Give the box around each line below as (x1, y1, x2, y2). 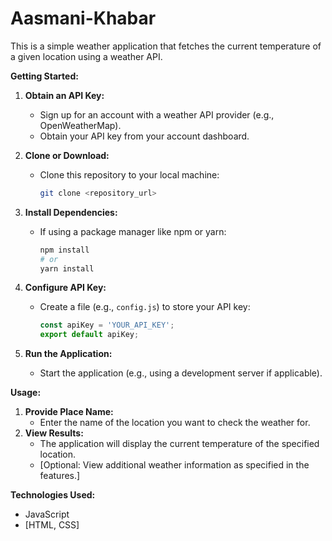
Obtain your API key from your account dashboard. (39, 130, 250, 142)
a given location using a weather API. (10, 50, 163, 62)
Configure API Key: (24, 282, 107, 294)
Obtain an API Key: (24, 89, 105, 101)
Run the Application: (24, 348, 113, 360)
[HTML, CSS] (24, 519, 80, 531)
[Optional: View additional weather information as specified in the (39, 459, 310, 471)
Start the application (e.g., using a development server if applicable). (39, 367, 323, 379)
